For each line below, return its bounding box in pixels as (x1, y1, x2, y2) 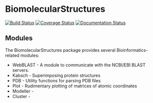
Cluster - (12, 93, 31, 99)
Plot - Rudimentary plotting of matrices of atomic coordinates (12, 83, 137, 89)
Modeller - (12, 88, 34, 94)
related (5, 52, 20, 58)
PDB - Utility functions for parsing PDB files (12, 77, 101, 83)
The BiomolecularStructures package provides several (5, 47, 116, 53)
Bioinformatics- (116, 47, 148, 53)
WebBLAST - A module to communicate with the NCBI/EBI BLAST (12, 62, 146, 68)
